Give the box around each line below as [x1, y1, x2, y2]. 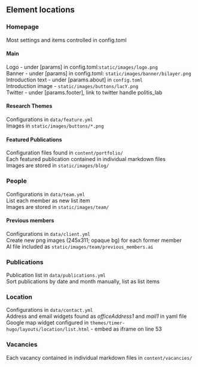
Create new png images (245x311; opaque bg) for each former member [6, 236, 182, 244]
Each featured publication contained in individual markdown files [6, 156, 166, 163]
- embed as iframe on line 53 [90, 326, 162, 333]
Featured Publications [6, 136, 62, 143]
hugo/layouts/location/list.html [6, 326, 90, 333]
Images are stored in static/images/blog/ [6, 162, 109, 169]
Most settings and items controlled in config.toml [6, 36, 127, 44]
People [6, 177, 27, 185]
